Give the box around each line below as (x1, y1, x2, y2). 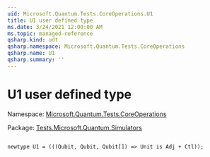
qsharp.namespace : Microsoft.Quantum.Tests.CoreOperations (7, 43, 185, 50)
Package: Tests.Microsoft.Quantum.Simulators (7, 123, 143, 132)
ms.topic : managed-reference (7, 30, 93, 37)
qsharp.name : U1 (7, 50, 55, 57)
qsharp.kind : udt (7, 37, 59, 44)
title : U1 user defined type (7, 17, 93, 24)
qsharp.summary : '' (7, 56, 65, 63)
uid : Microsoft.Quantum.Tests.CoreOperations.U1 (7, 10, 153, 18)
